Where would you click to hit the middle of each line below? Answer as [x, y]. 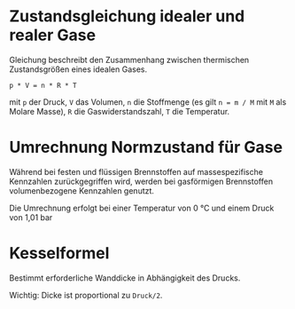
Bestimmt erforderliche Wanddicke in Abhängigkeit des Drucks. [125, 278]
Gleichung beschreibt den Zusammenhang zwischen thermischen [129, 59]
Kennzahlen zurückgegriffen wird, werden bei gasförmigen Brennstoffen [141, 181]
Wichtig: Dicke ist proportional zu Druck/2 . [86, 295]
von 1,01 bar [31, 217]
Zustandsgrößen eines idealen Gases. [78, 69]
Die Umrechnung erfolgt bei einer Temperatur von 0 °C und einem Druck [142, 208]
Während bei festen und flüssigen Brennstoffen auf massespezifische [136, 171]
